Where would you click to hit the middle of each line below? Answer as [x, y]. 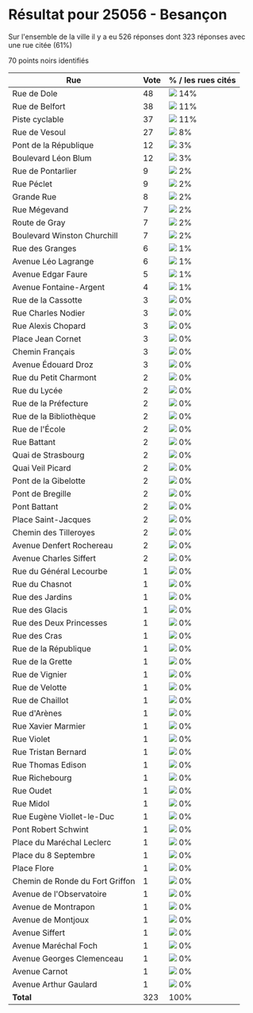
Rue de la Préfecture [50, 403]
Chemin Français [44, 351]
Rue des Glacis [40, 609]
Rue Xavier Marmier [49, 726]
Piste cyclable [38, 119]
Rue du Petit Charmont [54, 377]
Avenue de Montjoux [51, 919]
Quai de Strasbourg [48, 454]
